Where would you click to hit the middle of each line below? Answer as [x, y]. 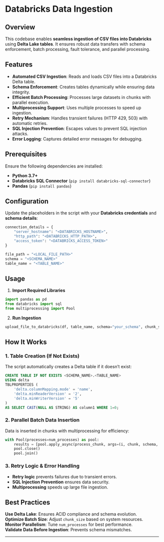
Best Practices [28, 502]
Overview [20, 27]
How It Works [26, 342]
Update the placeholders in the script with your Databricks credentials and [81, 213]
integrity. [21, 92]
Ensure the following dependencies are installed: [54, 166]
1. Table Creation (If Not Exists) [42, 356]
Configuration [27, 201]
